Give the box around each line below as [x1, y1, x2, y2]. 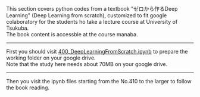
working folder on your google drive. [6, 54, 96, 61]
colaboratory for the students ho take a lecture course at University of [6, 18, 178, 25]
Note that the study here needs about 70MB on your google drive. [6, 61, 168, 67]
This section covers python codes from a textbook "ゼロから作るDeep [6, 5, 178, 12]
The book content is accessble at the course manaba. [6, 31, 138, 37]
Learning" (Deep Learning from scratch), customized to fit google [6, 12, 167, 19]
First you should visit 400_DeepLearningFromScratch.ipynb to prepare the [6, 48, 188, 55]
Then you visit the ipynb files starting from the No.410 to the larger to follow [6, 78, 192, 85]
